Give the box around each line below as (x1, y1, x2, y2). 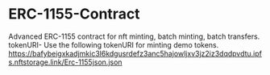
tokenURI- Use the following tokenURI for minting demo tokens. (8, 40, 219, 49)
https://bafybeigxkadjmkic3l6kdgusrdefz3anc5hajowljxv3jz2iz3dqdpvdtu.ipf (8, 48, 263, 58)
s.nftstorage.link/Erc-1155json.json (8, 57, 123, 67)
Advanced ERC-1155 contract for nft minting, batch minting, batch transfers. (8, 31, 260, 41)
